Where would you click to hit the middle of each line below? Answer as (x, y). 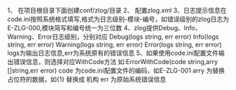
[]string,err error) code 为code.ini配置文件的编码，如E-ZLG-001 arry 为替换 (116, 70)
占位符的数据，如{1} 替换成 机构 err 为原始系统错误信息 (87, 79)
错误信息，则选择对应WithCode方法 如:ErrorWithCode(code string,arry (116, 62)
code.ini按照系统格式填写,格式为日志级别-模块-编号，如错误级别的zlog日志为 (118, 19)
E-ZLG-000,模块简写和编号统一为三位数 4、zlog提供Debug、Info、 (105, 28)
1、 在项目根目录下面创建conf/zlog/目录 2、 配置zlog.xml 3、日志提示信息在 (117, 10)
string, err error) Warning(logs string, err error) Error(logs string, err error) (114, 45)
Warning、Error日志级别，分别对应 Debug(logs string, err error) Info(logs (113, 37)
